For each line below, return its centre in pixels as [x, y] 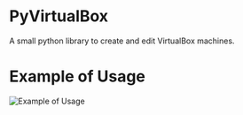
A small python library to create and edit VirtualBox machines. [122, 41]
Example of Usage [78, 77]
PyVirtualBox [59, 16]
